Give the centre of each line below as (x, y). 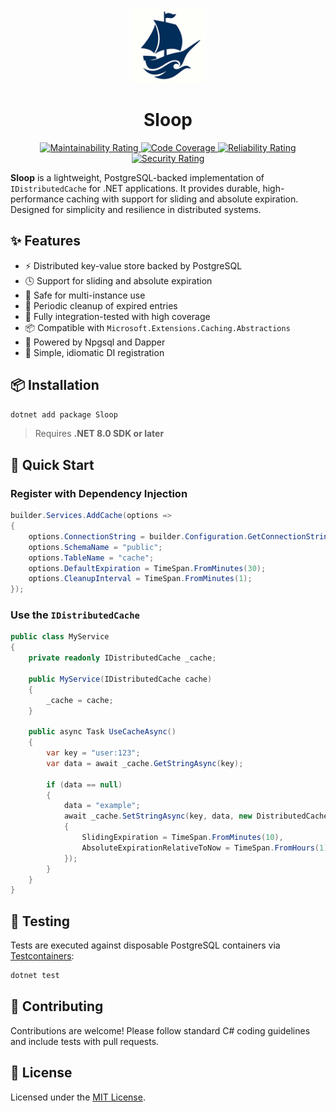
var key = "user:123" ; (93, 753)
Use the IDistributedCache (75, 615)
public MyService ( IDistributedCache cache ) (120, 679)
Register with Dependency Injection (99, 493)
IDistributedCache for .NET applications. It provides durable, (135, 188)
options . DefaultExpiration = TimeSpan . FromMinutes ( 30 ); (147, 568)
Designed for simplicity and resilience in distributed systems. (136, 209)
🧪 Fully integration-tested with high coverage (117, 316)
